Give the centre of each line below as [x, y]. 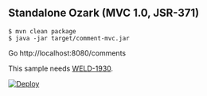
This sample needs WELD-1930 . [61, 68]
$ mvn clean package [43, 31]
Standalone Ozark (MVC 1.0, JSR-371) [104, 13]
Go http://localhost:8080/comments [67, 53]
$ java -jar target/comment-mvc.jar [69, 38]
